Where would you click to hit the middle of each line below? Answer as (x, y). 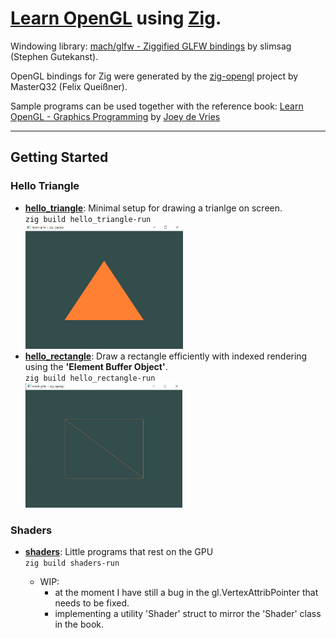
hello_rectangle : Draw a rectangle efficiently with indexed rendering (166, 356)
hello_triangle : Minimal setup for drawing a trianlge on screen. (153, 208)
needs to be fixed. (92, 603)
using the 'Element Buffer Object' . (96, 366)
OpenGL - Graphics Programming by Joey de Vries (115, 116)
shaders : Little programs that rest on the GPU (119, 551)
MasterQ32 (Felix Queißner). (69, 86)
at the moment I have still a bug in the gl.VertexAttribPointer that (186, 592)
